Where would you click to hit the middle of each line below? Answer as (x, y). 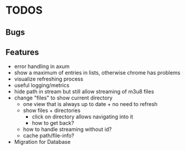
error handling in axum (42, 66)
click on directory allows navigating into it (83, 117)
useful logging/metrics (41, 85)
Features (22, 52)
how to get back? (53, 123)
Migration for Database (42, 142)
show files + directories (52, 111)
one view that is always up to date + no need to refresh (90, 104)
